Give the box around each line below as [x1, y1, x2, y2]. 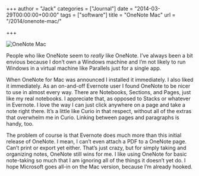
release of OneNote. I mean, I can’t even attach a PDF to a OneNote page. [6, 138, 187, 145]
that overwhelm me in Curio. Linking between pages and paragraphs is [6, 114, 179, 121]
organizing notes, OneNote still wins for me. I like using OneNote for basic [6, 151, 187, 158]
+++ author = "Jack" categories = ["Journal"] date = [6, 5, 134, 12]
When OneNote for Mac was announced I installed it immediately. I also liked [6, 76, 194, 83]
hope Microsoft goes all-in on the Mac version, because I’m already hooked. [6, 163, 193, 170]
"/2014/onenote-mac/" [6, 18, 62, 24]
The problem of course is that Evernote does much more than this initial [6, 132, 182, 139]
